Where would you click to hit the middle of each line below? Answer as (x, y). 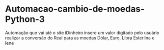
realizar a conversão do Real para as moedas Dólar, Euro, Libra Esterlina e (80, 38)
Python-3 (25, 19)
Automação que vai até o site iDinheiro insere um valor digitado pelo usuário (82, 33)
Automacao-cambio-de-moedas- (75, 9)
